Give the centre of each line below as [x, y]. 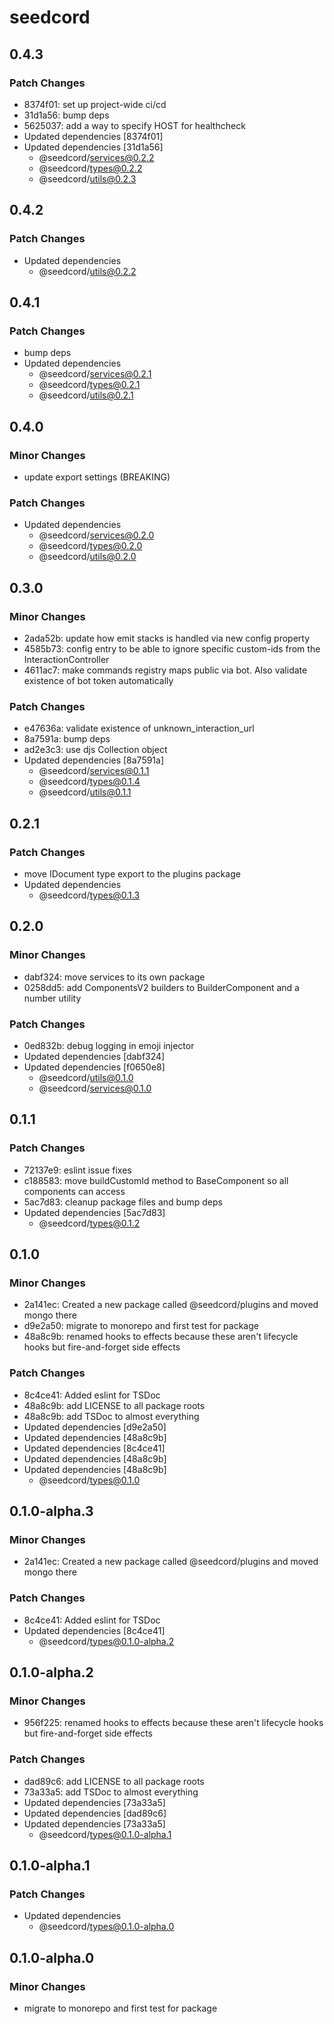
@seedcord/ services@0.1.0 [95, 1088]
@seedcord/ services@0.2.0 [96, 535]
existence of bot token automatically [98, 680]
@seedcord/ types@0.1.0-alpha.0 [106, 1927]
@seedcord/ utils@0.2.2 [87, 271]
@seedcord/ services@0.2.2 [96, 157]
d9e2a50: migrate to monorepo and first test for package [141, 1326]
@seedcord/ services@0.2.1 [95, 374]
